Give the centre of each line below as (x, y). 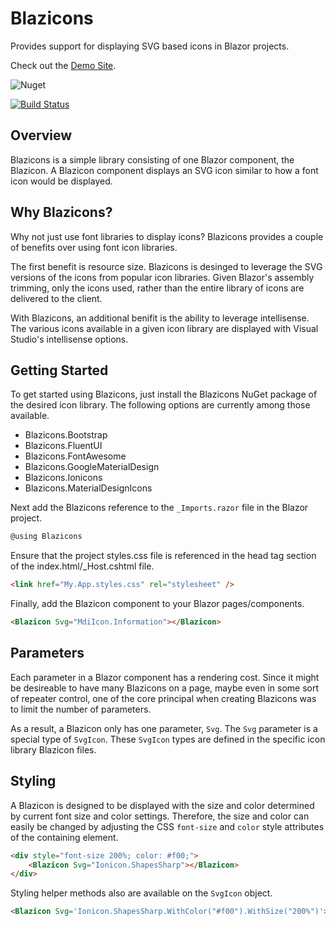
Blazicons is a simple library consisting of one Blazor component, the (152, 159)
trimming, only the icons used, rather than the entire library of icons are (157, 288)
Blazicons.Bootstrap (66, 435)
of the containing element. (64, 837)
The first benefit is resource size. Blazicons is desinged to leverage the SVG (166, 266)
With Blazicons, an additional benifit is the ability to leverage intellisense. (160, 318)
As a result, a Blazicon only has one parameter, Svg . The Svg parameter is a (164, 728)
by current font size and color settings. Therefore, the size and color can (160, 816)
